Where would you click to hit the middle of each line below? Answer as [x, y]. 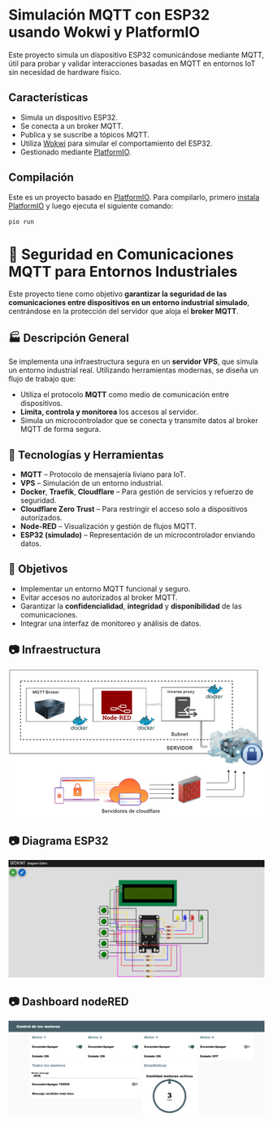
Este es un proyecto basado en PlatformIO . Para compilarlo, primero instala [134, 197]
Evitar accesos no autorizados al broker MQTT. [99, 597]
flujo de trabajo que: [42, 379]
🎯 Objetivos [38, 569]
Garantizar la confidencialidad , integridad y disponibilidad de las [131, 606]
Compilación [41, 178]
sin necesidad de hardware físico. [65, 72]
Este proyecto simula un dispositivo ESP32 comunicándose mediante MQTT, [136, 55]
